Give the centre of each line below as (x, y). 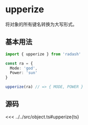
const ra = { (19, 63)
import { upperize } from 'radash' (43, 54)
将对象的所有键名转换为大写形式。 (41, 24)
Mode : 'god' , (24, 68)
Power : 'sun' (24, 73)
